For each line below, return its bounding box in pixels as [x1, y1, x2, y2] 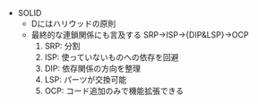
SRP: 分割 [44, 40, 81, 51]
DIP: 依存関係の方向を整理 [44, 63, 142, 74]
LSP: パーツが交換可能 [44, 74, 127, 84]
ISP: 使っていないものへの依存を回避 [44, 52, 179, 62]
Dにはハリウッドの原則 [30, 18, 116, 29]
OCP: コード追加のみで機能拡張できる [44, 85, 184, 96]
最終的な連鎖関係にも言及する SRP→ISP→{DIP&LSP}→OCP [30, 30, 249, 39]
